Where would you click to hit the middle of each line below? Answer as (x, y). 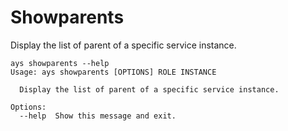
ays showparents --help (60, 63)
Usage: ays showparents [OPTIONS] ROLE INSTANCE (113, 72)
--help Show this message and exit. (98, 116)
